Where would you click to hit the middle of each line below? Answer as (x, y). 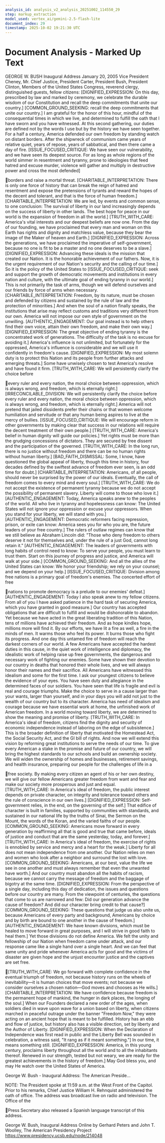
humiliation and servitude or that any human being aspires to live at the (77, 415)
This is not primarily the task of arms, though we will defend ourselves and (81, 285)
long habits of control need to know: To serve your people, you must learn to (83, 551)
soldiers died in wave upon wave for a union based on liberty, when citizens (82, 1009)
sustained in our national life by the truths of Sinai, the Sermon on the (75, 816)
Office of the (18, 1101)
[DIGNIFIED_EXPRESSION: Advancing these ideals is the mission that (75, 254)
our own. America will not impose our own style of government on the (76, 316)
